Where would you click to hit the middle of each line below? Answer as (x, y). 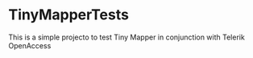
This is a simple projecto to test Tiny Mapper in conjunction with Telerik (127, 37)
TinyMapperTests (68, 15)
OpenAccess (30, 45)
